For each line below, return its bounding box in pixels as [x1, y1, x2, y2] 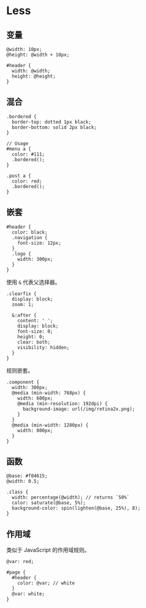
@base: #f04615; [6, 473, 48, 480]
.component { [6, 379, 40, 385]
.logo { [12, 250, 32, 257]
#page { [6, 569, 26, 575]
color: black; [12, 229, 48, 235]
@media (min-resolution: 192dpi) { [17, 400, 108, 406]
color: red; [12, 178, 43, 184]
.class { [6, 489, 29, 495]
